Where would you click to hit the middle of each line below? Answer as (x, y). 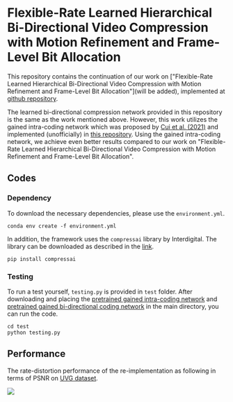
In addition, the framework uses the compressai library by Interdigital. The (112, 239)
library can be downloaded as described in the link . (81, 246)
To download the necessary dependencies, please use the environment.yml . (116, 213)
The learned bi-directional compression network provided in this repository (115, 112)
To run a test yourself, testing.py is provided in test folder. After (100, 291)
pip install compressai (42, 259)
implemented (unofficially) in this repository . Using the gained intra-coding (114, 134)
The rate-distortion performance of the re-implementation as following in (112, 371)
